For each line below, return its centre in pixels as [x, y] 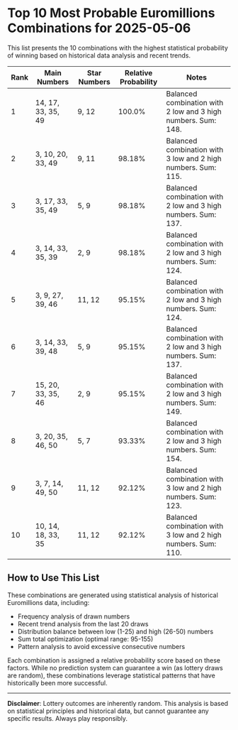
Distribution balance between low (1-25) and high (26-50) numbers [115, 631]
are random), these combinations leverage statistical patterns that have [112, 675]
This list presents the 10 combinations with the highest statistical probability [118, 48]
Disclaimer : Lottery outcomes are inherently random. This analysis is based [118, 703]
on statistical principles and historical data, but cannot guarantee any [108, 711]
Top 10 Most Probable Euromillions [111, 13]
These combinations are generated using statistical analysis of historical [113, 595]
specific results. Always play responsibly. [67, 718]
